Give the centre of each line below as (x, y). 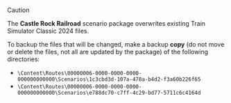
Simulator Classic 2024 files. (48, 31)
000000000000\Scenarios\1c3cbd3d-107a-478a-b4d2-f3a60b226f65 (109, 79)
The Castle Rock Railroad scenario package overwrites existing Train (106, 23)
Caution (18, 10)
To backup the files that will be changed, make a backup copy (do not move (116, 44)
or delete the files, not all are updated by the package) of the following (108, 52)
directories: (24, 59)
